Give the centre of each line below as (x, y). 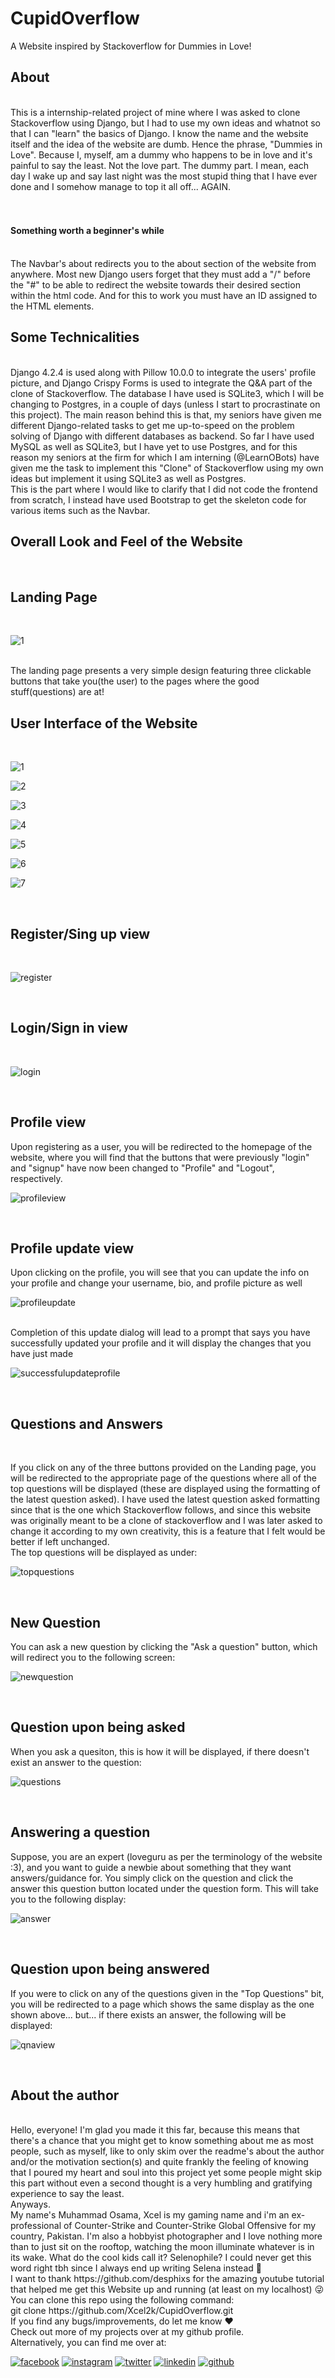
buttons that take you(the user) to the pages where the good (135, 681)
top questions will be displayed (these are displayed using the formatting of (165, 1489)
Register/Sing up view (80, 933)
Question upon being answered (110, 1969)
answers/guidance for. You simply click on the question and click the (152, 1878)
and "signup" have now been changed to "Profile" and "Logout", (142, 1168)
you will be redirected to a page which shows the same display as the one (162, 2004)
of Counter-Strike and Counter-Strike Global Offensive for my (190, 2226)
